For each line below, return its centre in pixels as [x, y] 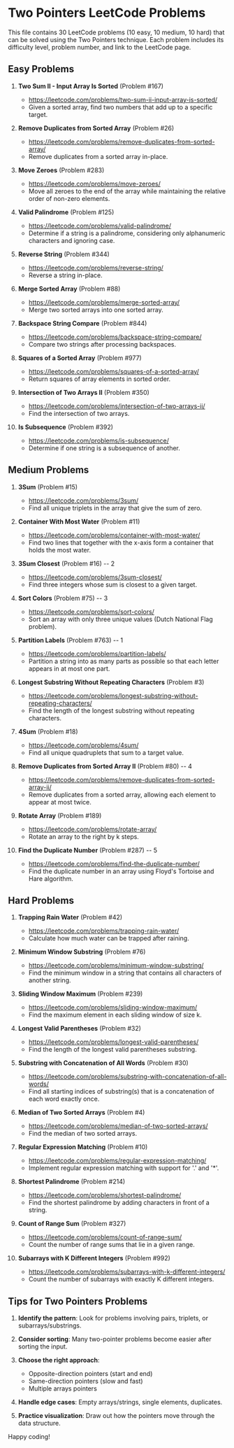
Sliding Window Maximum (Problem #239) [80, 994]
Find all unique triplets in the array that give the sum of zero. [115, 508]
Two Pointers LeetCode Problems [107, 13]
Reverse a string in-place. [66, 275]
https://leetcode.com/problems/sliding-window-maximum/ [113, 1008]
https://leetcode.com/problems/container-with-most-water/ [114, 535]
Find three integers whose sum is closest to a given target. [113, 584]
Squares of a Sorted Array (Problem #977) [80, 358]
